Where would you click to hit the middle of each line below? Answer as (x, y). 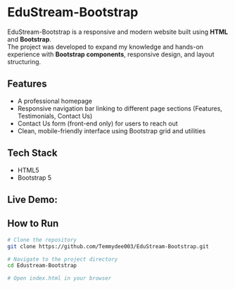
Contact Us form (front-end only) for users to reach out (97, 123)
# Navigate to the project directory (63, 259)
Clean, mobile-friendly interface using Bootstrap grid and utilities (112, 130)
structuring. (24, 61)
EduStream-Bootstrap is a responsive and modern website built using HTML (118, 32)
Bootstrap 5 (34, 178)
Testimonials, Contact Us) (55, 116)
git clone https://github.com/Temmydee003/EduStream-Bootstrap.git (108, 246)
